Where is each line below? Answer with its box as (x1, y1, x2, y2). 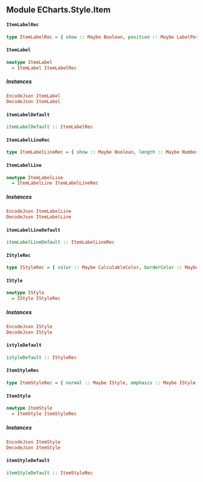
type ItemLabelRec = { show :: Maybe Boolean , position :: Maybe (6, 34, 174, 40)
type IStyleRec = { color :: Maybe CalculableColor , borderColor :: (6, 265, 182, 271)
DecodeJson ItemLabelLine (6, 214, 71, 220)
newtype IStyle (6, 290, 45, 296)
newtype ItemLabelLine (6, 174, 63, 180)
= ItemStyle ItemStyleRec (11, 411, 77, 417)
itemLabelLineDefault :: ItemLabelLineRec (6, 239, 115, 246)
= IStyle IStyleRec (11, 296, 61, 302)
